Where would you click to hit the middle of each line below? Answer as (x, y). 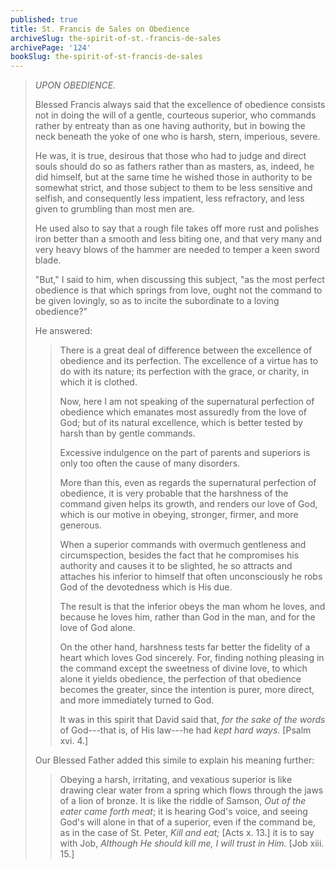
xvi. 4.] (74, 741)
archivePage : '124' (51, 47)
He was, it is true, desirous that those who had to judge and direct (170, 156)
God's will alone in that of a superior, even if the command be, (187, 822)
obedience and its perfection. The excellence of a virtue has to (189, 361)
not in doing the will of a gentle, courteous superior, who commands (175, 115)
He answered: (63, 331)
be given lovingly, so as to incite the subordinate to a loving (157, 301)
